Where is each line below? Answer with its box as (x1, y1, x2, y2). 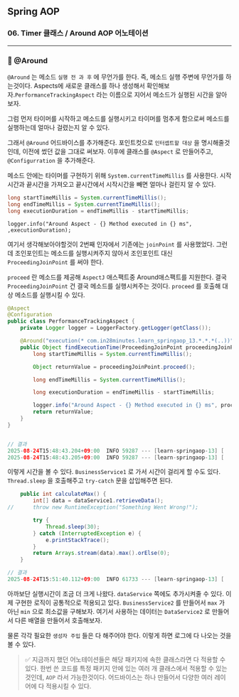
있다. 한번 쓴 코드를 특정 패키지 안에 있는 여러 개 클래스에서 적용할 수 (24, 664, 215, 672)
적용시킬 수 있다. (46, 681, 92, 690)
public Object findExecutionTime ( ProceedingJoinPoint (20, 344, 183, 351)
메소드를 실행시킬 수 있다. (14, 291, 85, 299)
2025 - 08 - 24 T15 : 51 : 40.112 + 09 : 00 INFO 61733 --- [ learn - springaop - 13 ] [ (7, 576, 225, 583)
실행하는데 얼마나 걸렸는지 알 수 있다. (7, 123, 110, 131)
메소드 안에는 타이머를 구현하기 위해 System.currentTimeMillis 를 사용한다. (7, 171, 218, 180)
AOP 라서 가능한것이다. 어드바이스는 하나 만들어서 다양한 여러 (46, 673, 213, 681)
